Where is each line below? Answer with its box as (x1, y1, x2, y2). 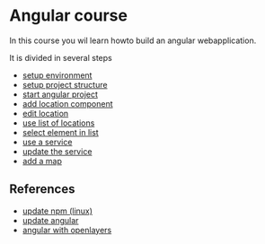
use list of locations (22, 118, 95, 128)
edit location (22, 108, 69, 118)
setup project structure (22, 79, 108, 90)
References (9, 181, 75, 197)
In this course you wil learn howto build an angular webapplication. (9, 35, 257, 46)
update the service (22, 145, 93, 157)
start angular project (22, 89, 99, 100)
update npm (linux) (22, 205, 93, 216)
